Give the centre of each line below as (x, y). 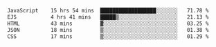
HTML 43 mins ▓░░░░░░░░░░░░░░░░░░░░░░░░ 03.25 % (108, 23)
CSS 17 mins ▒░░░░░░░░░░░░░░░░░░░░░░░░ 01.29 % (108, 36)
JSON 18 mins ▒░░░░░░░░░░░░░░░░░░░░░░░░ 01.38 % (108, 30)
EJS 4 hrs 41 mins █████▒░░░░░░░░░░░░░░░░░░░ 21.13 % (108, 17)
